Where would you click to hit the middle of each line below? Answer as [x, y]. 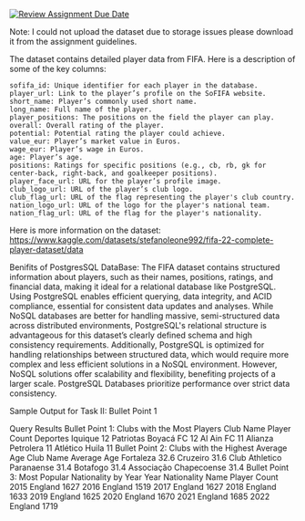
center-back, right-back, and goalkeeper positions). [114, 173]
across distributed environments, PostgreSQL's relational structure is [138, 325]
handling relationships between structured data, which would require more [149, 354]
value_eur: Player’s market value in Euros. [95, 141]
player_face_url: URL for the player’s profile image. [116, 182]
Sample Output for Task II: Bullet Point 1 [83, 411]
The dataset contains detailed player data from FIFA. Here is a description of [152, 59]
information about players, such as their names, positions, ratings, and [142, 277]
